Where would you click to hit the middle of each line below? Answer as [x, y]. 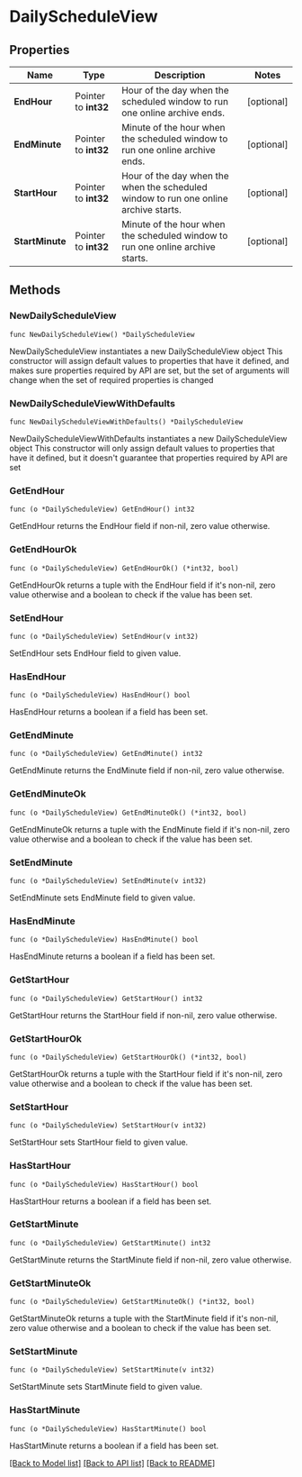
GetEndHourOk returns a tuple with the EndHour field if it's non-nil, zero [142, 585]
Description [180, 75]
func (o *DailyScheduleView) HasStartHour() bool [104, 1184]
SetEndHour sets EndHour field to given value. [95, 653]
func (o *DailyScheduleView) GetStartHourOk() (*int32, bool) [128, 1057]
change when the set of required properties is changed [111, 379]
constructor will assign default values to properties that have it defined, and [149, 360]
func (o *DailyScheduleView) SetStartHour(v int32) [108, 1126]
